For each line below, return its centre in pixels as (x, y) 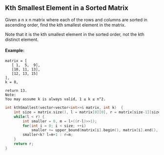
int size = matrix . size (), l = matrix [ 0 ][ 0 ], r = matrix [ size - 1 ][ (83, 112)
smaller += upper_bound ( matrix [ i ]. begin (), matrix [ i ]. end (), (95, 130)
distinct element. (22, 39)
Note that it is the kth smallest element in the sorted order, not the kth (75, 34)
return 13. (16, 91)
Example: (15, 51)
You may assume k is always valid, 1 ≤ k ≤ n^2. (55, 99)
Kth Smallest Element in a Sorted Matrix (67, 8)
